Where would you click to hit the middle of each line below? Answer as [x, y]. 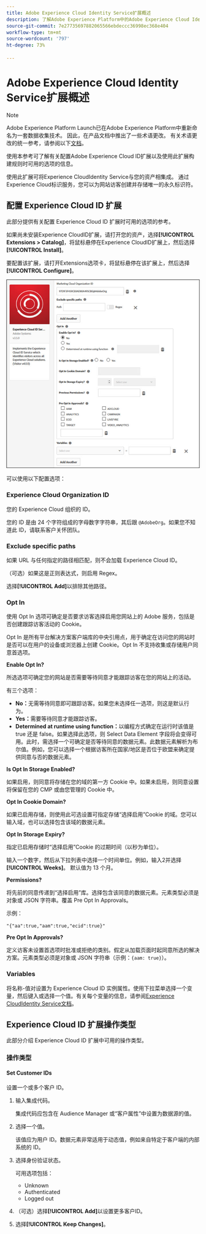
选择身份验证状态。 [40, 1160]
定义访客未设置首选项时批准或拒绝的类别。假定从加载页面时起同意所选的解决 [103, 950]
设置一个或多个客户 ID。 [37, 1087]
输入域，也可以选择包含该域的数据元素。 [57, 822]
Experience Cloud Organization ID [58, 495]
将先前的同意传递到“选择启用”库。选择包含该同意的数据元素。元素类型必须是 [103, 893]
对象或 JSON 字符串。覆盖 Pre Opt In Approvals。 [69, 900]
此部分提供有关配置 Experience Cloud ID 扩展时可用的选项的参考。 [90, 221]
